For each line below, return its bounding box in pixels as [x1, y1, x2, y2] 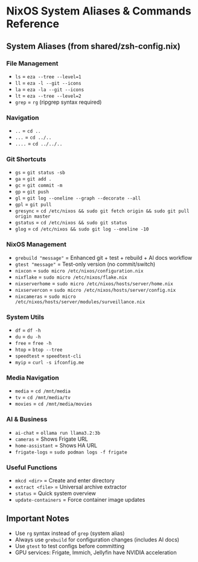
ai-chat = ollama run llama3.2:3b [14, 429, 101, 436]
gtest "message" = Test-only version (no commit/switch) [14, 260, 156, 268]
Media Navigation [6, 373, 59, 382]
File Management [6, 59, 59, 68]
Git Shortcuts [6, 155, 46, 163]
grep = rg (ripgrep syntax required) [14, 98, 102, 106]
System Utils [6, 312, 45, 321]
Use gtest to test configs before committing [14, 542, 125, 549]
